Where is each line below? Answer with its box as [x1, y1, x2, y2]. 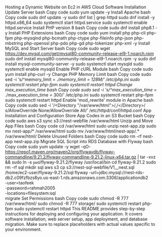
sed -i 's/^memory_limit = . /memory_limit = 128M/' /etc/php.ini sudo [5, 76, 140, 82]
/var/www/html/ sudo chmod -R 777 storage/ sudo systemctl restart [5, 201, 142, 206]
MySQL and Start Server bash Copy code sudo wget [5, 46, 110, 51]
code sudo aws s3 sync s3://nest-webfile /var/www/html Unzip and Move [5, 118, 153, 124]
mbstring [5, 40, 23, 46]
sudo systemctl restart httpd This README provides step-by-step [14, 206, 145, 211]
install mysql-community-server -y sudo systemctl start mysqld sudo [5, 61, 144, 67]
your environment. [5, 226, 42, 232]
